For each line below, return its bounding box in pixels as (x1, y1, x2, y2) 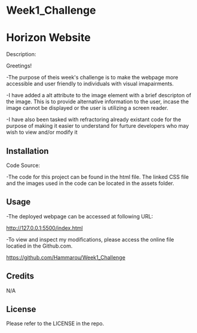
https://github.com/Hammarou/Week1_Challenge (6, 254, 125, 261)
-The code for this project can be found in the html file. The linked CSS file (6, 173, 189, 180)
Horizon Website (6, 31, 91, 45)
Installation (6, 146, 49, 156)
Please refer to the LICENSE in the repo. (6, 320, 104, 327)
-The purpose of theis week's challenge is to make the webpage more (6, 74, 178, 81)
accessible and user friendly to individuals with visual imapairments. (6, 80, 174, 87)
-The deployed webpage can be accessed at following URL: (6, 212, 153, 220)
